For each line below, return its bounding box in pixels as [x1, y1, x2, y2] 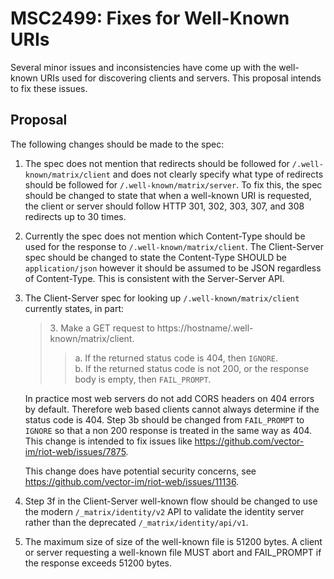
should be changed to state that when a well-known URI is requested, [24, 189, 312, 201]
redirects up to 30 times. [24, 210, 127, 222]
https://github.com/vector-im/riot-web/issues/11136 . [24, 475, 240, 487]
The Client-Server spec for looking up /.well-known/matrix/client [24, 292, 300, 304]
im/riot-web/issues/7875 [24, 445, 127, 457]
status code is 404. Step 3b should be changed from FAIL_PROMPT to [24, 413, 305, 426]
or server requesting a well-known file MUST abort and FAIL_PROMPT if [24, 546, 322, 558]
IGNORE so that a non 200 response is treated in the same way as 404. [24, 424, 313, 436]
